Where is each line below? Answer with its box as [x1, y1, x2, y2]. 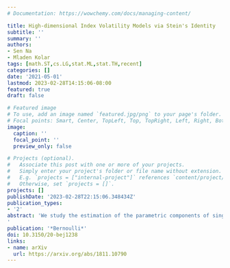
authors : [7, 42, 32, 49]
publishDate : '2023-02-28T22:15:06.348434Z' [7, 193, 136, 200]
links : [7, 237, 26, 245]
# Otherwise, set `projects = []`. [7, 180, 115, 187]
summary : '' [7, 35, 41, 42]
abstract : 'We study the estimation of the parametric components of [7, 213, 210, 219]
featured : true [7, 86, 51, 93]
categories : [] [7, 66, 51, 74]
